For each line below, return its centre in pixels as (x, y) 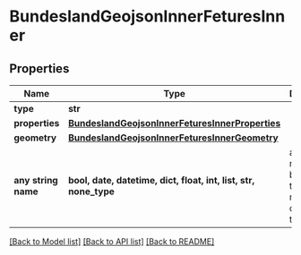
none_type (91, 191)
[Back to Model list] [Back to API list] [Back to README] (112, 242)
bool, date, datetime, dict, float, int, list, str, (162, 180)
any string (36, 180)
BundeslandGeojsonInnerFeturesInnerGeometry (174, 138)
